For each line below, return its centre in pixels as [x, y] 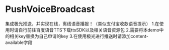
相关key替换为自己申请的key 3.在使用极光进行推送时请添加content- [79, 36]
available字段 [19, 42]
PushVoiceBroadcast [50, 9]
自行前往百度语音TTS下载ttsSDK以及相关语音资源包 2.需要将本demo [89, 30]
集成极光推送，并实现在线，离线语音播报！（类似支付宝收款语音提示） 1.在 [82, 23]
